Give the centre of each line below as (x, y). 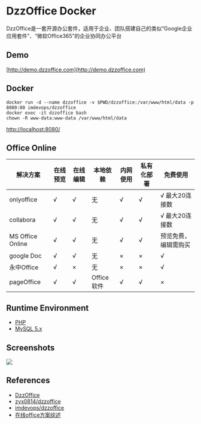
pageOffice (25, 282)
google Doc (25, 256)
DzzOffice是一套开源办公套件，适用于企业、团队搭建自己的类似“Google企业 (99, 28)
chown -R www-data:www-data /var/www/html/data (67, 118)
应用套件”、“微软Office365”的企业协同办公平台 (64, 36)
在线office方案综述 (38, 414)
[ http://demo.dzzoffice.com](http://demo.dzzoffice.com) (76, 70)
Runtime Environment (48, 308)
